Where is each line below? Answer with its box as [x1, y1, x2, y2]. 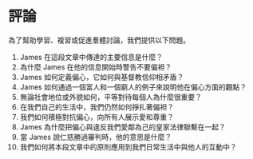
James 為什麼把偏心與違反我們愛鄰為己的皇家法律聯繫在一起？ [19, 121, 226, 132]
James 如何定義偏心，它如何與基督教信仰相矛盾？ [19, 72, 184, 81]
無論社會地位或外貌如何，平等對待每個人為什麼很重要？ [19, 92, 202, 101]
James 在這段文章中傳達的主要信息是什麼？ [19, 52, 164, 62]
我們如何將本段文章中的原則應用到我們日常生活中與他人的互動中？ [19, 141, 237, 152]
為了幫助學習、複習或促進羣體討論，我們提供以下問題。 [8, 35, 190, 45]
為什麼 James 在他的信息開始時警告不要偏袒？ [19, 62, 172, 72]
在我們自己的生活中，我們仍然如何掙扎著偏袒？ [19, 101, 174, 112]
